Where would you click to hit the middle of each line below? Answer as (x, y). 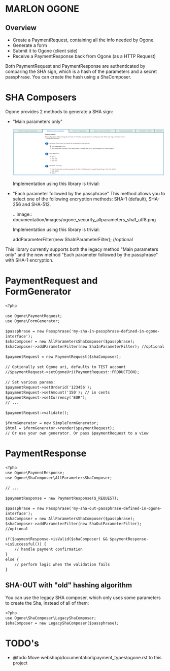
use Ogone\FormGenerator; (32, 321)
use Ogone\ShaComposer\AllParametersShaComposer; (59, 478)
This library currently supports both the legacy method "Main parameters (82, 249)
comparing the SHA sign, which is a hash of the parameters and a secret (81, 71)
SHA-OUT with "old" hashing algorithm (69, 585)
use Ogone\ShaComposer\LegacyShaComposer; (51, 618)
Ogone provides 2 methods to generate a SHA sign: (59, 111)
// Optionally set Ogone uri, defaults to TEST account (65, 367)
